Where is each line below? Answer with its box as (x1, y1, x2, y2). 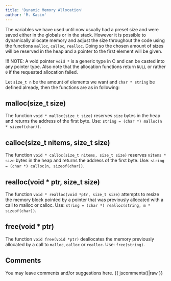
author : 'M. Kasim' (5, 12, 47, 17)
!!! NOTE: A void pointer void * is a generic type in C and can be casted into (5, 58, 165, 64)
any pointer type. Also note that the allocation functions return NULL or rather (5, 63, 166, 70)
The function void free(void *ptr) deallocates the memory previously (5, 236, 155, 242)
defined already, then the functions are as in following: (5, 84, 120, 90)
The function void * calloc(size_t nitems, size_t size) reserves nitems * (5, 152, 166, 158)
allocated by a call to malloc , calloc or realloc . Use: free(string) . (5, 241, 145, 247)
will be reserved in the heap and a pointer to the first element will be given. (5, 48, 162, 54)
